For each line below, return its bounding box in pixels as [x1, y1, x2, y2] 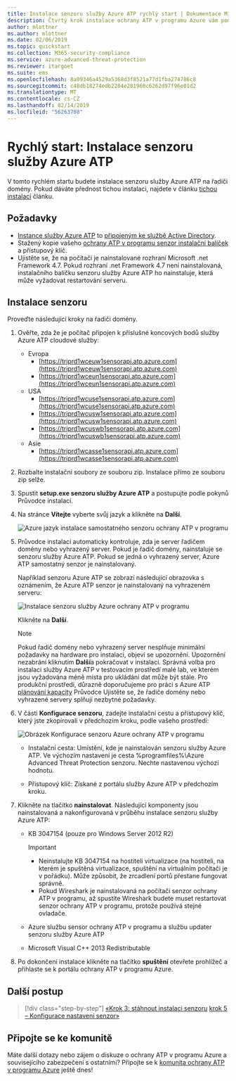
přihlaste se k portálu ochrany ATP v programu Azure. [17, 965, 173, 973]
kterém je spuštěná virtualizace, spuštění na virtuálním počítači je [38, 864, 228, 873]
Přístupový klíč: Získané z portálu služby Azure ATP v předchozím [27, 780, 219, 788]
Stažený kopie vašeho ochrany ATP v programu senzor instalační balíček [17, 239, 229, 247]
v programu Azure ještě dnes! [7, 1066, 93, 1074]
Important [27, 843, 57, 852]
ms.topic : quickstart [7, 43, 71, 50]
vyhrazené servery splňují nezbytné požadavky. [17, 695, 157, 704]
